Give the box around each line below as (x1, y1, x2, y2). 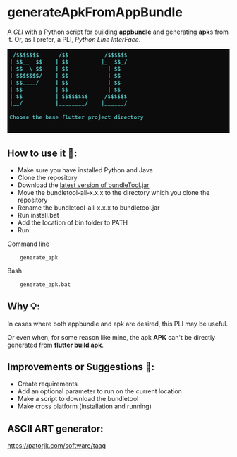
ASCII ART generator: (7, 422, 104, 434)
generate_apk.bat (20, 280, 71, 288)
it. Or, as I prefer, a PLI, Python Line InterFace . (7, 35, 141, 43)
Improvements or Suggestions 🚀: (7, 361, 155, 373)
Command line (7, 239, 50, 248)
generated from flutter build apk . (7, 340, 104, 349)
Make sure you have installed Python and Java (17, 165, 153, 174)
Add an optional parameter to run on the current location (17, 387, 182, 396)
